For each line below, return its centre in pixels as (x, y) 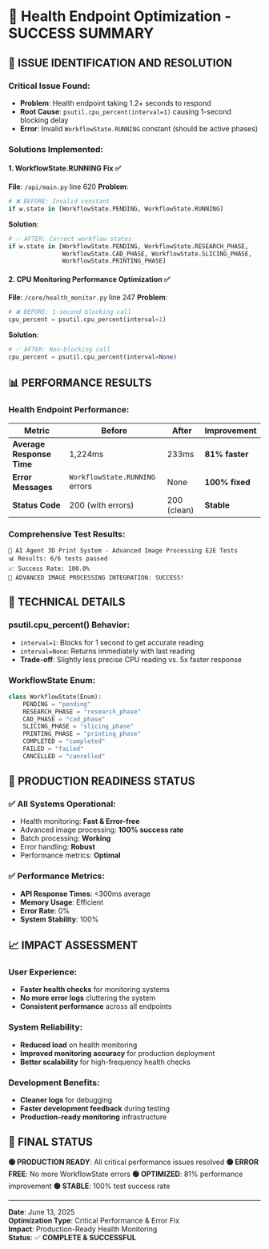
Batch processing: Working (65, 838)
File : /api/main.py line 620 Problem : (68, 187)
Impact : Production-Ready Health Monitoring (83, 1229)
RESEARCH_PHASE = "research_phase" (82, 712)
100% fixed (227, 482)
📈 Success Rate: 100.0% (49, 568)
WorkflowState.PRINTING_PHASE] (114, 261)
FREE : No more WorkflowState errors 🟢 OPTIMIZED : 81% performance (126, 1174)
